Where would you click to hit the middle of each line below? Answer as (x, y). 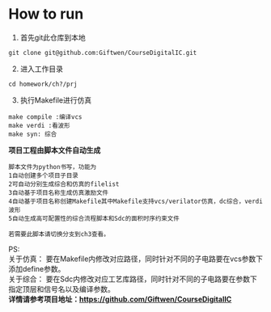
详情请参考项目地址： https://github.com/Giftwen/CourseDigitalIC (120, 299)
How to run (46, 14)
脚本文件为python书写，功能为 (53, 167)
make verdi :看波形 (39, 125)
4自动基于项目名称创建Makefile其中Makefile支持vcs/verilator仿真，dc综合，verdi (135, 201)
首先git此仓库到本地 (53, 37)
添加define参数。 (37, 268)
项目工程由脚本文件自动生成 (55, 150)
